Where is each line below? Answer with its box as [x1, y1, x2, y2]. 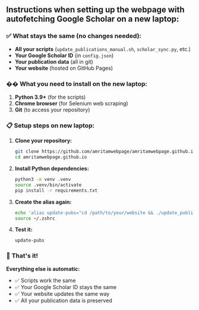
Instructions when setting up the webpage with [6, 5, 185, 15]
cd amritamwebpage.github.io [14, 154, 87, 160]
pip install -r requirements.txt [14, 187, 98, 193]
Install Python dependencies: [14, 165, 89, 172]
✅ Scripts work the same [14, 277, 76, 284]
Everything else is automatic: [6, 265, 80, 273]
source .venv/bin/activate [14, 181, 82, 188]
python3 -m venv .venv [14, 177, 71, 183]
